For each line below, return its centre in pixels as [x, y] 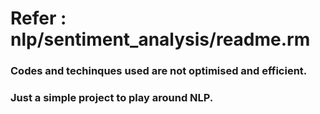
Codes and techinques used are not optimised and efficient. [159, 71]
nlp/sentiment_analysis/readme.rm [160, 39]
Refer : [38, 18]
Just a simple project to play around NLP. [112, 98]
